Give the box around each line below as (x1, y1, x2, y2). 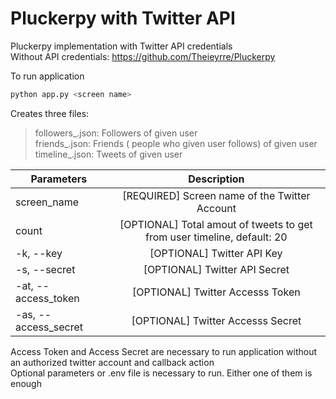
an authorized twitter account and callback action (10, 356, 215, 368)
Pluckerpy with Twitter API (10, 7, 236, 30)
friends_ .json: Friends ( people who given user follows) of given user (34, 137, 318, 149)
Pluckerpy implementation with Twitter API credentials (10, 40, 233, 52)
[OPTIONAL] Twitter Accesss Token (132, 285, 301, 299)
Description (188, 172, 245, 186)
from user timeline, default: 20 (145, 230, 288, 244)
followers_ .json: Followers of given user (34, 127, 198, 139)
